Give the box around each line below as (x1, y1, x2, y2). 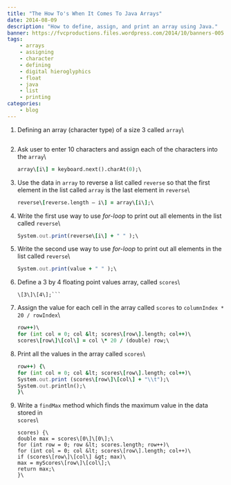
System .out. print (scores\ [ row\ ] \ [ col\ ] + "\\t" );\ (17, 376, 169, 383)
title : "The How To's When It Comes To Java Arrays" (7, 10, 163, 17)
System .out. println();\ (17, 382, 86, 390)
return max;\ (17, 466, 55, 473)
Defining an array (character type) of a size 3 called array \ (17, 125, 185, 134)
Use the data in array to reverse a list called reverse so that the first (17, 178, 210, 187)
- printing (19, 94, 51, 101)
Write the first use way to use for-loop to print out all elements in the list (17, 212, 222, 220)
